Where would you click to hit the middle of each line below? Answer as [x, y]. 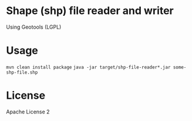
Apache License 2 [28, 112]
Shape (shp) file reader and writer [90, 11]
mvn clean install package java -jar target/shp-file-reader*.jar [88, 67]
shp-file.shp [22, 72]
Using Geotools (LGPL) [34, 27]
